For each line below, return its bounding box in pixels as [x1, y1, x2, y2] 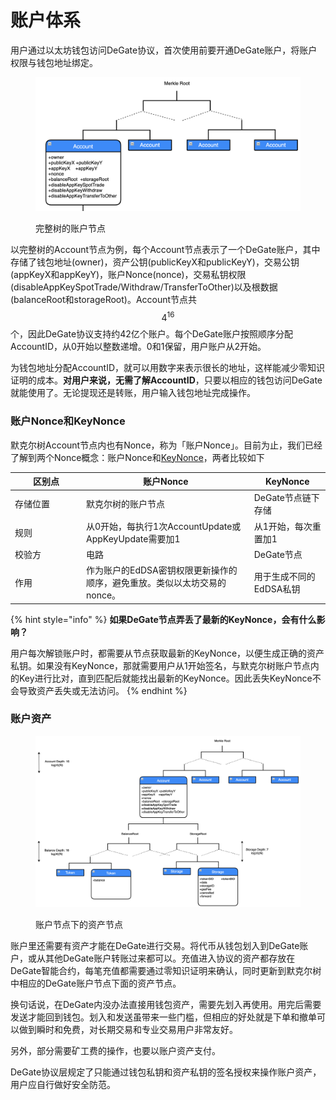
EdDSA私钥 [253, 583, 301, 595]
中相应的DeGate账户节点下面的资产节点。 [10, 977, 182, 989]
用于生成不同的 [253, 571, 316, 583]
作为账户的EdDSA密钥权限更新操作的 [86, 564, 238, 576]
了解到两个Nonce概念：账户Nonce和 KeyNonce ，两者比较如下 [10, 451, 265, 463]
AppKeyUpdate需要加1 [86, 532, 181, 545]
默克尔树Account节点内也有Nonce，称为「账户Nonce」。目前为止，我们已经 [10, 439, 323, 451]
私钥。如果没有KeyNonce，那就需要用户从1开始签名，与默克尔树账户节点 [10, 659, 311, 671]
